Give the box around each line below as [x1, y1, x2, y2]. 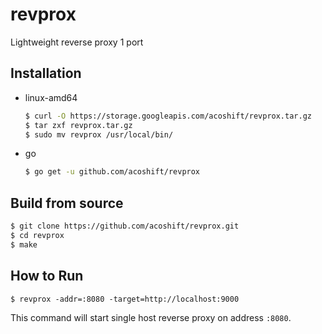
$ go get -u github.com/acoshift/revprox [24, 167, 201, 177]
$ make [10, 239, 38, 250]
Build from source [10, 194, 124, 212]
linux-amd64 [24, 91, 78, 103]
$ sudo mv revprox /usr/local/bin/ [24, 129, 174, 140]
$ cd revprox [10, 230, 65, 240]
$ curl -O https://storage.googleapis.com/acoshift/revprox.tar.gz [24, 111, 312, 121]
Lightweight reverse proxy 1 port [10, 36, 144, 48]
